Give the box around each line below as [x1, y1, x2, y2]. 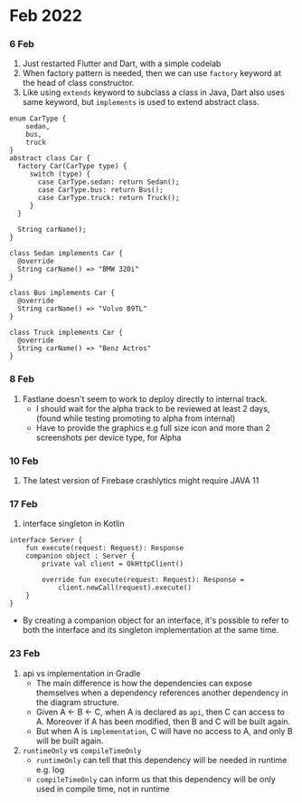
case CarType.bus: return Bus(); [37, 186, 165, 195]
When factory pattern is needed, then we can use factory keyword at [22, 68, 282, 79]
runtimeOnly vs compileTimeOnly [22, 744, 142, 756]
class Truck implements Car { [9, 328, 124, 338]
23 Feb [9, 647, 41, 660]
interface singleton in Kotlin [22, 518, 125, 530]
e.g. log [35, 764, 65, 775]
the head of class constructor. [22, 78, 135, 89]
